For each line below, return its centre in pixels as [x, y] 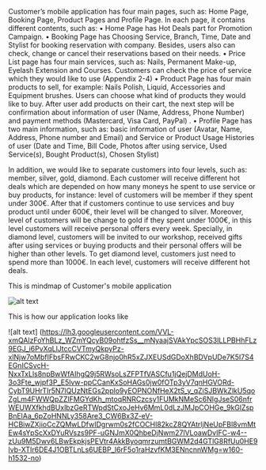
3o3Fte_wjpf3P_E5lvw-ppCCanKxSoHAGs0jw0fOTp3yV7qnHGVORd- [122, 382]
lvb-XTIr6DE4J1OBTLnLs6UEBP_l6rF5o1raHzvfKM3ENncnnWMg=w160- [126, 449]
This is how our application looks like [68, 316]
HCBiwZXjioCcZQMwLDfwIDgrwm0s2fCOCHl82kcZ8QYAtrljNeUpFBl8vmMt [132, 424]
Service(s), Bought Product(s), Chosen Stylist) [84, 154]
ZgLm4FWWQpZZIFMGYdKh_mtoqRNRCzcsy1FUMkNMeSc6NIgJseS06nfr [130, 399]
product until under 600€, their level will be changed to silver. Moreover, [126, 212]
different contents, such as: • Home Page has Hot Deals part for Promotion [130, 28]
